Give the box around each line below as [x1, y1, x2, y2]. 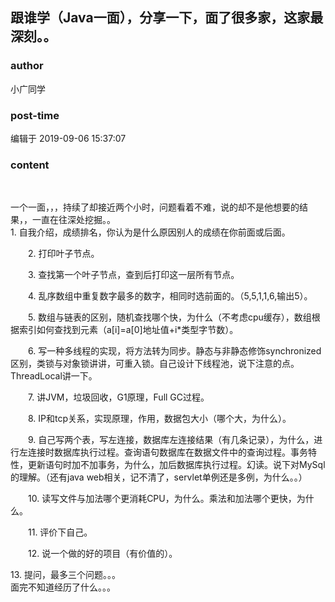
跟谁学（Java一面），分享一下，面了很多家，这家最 [10, 9, 324, 27]
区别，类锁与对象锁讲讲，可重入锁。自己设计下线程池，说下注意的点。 [10, 358, 300, 370]
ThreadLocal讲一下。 [10, 370, 98, 382]
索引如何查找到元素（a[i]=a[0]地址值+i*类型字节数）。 [18, 324, 239, 336]
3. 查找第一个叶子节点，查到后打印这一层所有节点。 [28, 269, 240, 281]
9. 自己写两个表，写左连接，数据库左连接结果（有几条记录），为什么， [28, 434, 315, 446]
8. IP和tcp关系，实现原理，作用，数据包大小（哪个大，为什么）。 [28, 413, 292, 425]
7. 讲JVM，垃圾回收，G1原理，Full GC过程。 [28, 391, 210, 403]
